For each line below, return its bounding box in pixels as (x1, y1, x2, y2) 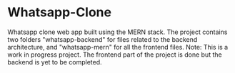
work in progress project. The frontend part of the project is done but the (7, 50, 223, 59)
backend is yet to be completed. (7, 57, 102, 66)
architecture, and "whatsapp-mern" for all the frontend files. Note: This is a (7, 43, 229, 51)
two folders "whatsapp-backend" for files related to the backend (7, 35, 198, 43)
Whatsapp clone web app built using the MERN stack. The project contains (7, 28, 228, 36)
